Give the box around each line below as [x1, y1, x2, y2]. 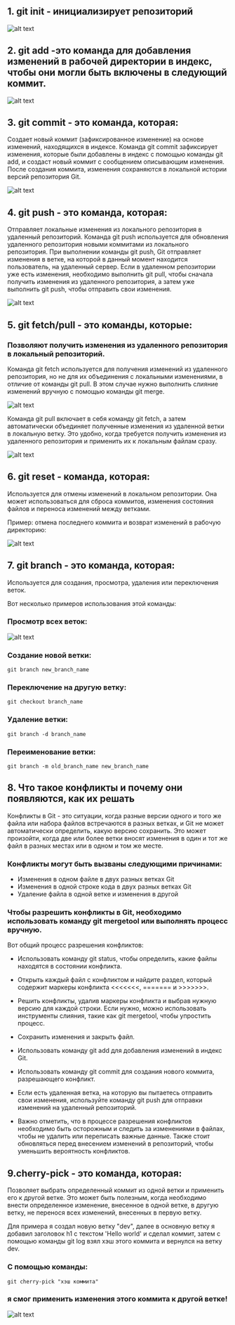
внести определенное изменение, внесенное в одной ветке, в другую [7, 1201, 219, 1210]
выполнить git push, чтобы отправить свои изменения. [7, 285, 172, 294]
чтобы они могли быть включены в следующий [7, 67, 227, 79]
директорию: [7, 525, 47, 534]
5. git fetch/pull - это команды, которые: [7, 319, 193, 331]
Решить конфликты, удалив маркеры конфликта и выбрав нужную [17, 997, 217, 1005]
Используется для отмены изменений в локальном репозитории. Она [7, 489, 217, 498]
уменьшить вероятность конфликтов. [17, 1147, 130, 1156]
